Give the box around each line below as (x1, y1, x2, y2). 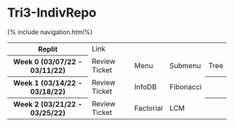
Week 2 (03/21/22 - (13, 99, 83, 109)
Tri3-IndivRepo (7, 5, 97, 21)
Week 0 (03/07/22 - (13, 57, 83, 67)
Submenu (169, 60, 201, 70)
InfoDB (134, 82, 157, 92)
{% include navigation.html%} (7, 28, 93, 36)
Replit (38, 44, 58, 53)
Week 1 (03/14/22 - (13, 78, 83, 87)
